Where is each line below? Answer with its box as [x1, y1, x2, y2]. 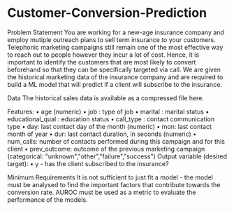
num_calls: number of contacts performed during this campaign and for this [7, 137, 226, 145]
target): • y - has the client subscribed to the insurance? [7, 159, 169, 168]
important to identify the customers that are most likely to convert [7, 57, 196, 66]
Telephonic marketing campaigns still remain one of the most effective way [7, 43, 224, 51]
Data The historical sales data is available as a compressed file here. [7, 93, 205, 102]
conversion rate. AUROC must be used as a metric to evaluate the [7, 188, 196, 196]
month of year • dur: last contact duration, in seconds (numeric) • [7, 130, 197, 138]
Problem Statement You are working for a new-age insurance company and [7, 28, 225, 36]
